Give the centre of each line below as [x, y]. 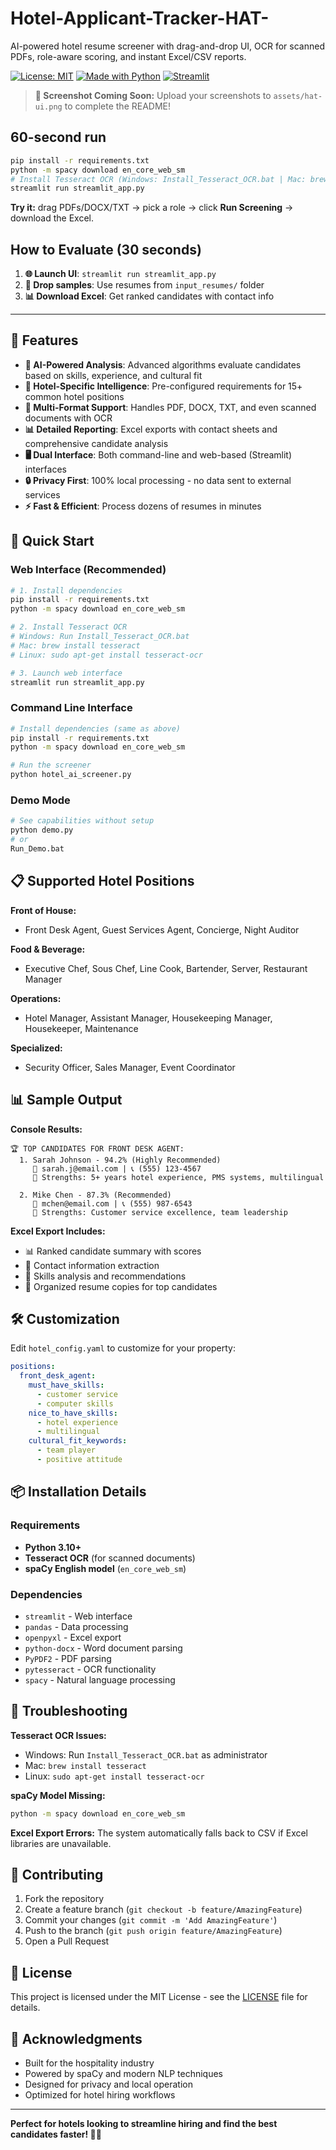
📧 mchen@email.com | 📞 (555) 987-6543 [112, 1203]
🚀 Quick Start [52, 541]
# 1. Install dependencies [66, 590]
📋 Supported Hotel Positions [102, 881]
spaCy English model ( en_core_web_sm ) [105, 1568]
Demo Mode [40, 800]
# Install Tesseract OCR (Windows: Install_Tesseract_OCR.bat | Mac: [158, 179]
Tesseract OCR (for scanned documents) [110, 1558]
